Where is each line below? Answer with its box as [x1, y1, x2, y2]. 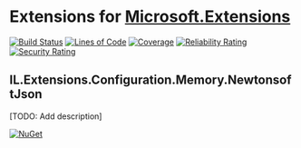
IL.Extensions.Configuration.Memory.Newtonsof [9, 73, 292, 88]
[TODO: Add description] [9, 111, 102, 122]
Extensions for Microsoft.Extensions [9, 6, 291, 27]
